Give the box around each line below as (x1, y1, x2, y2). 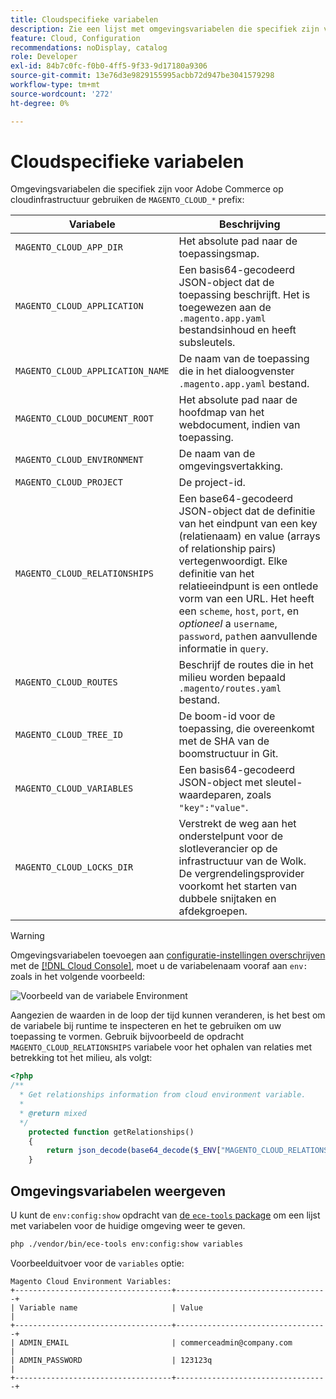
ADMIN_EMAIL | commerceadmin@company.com (19, 1337, 293, 1348)
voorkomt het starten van (178, 879, 298, 893)
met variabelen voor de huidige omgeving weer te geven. (10, 1220, 246, 1231)
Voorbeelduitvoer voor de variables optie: (10, 1257, 185, 1269)
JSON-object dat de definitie (178, 504, 316, 518)
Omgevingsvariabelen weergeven (10, 1182, 227, 1200)
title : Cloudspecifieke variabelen (10, 14, 159, 25)
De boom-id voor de (178, 709, 276, 723)
